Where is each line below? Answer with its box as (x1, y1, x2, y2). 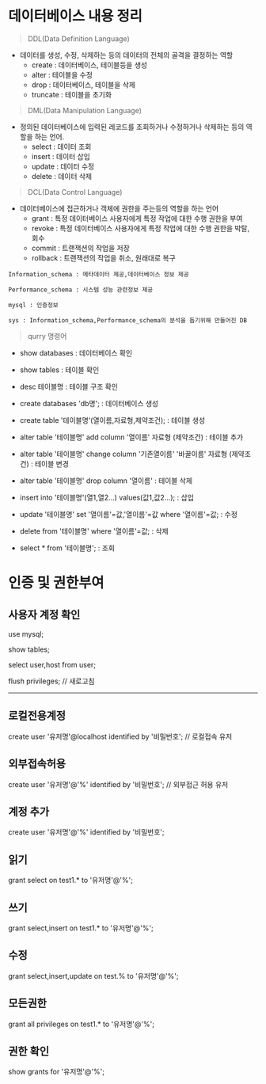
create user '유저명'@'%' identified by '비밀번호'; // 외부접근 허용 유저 (8, 779, 229, 789)
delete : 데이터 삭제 (31, 171, 93, 181)
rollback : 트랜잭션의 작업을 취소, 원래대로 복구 (31, 253, 176, 262)
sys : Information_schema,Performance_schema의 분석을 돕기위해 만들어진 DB (8, 316, 248, 325)
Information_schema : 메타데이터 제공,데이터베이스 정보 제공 (8, 270, 189, 278)
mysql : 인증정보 (8, 301, 59, 309)
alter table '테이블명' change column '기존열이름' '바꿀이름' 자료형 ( (19, 449, 232, 458)
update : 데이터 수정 (31, 162, 95, 171)
